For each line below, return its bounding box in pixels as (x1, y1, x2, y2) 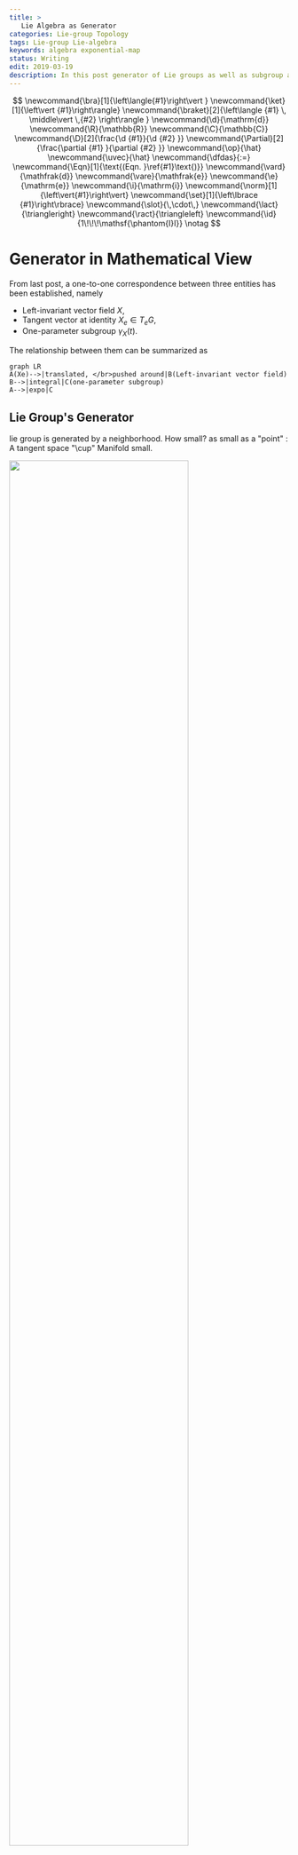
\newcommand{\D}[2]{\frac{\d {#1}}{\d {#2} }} (14, 132, 184, 143)
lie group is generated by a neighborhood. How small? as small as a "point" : (9, 433, 288, 444)
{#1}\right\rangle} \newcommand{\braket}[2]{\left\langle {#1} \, (57, 104, 286, 115)
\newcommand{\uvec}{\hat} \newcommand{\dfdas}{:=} (47, 152, 251, 163)
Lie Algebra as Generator (20, 21, 117, 30)
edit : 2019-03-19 (9, 63, 74, 72)
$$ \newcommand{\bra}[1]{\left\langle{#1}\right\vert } (12, 95, 208, 106)
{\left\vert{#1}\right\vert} (39, 189, 129, 200)
